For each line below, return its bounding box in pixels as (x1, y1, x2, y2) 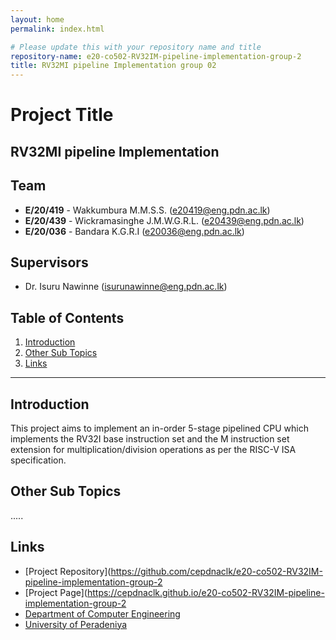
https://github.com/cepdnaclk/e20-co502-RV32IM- (110, 565, 323, 577)
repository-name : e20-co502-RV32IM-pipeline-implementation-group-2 (10, 51, 302, 61)
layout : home (10, 14, 65, 25)
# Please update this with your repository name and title (10, 42, 262, 52)
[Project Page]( (24, 586, 88, 598)
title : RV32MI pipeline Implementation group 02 (10, 61, 217, 71)
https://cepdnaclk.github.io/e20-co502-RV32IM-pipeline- (86, 586, 325, 598)
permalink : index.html (10, 24, 105, 34)
